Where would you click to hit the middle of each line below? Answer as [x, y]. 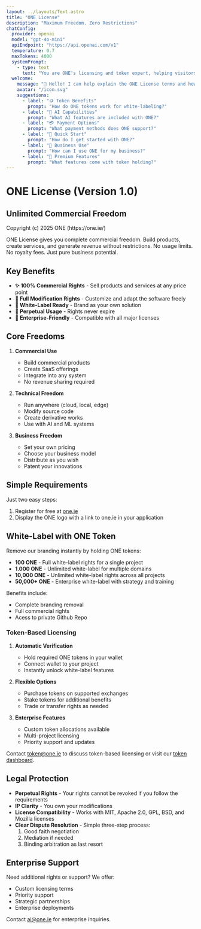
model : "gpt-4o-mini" [39, 40]
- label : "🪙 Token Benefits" [59, 101]
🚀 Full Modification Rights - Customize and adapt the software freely [100, 299]
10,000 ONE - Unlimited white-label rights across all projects [90, 575]
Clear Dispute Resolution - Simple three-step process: [83, 825]
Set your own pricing [50, 447]
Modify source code [48, 411]
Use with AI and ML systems [59, 424]
